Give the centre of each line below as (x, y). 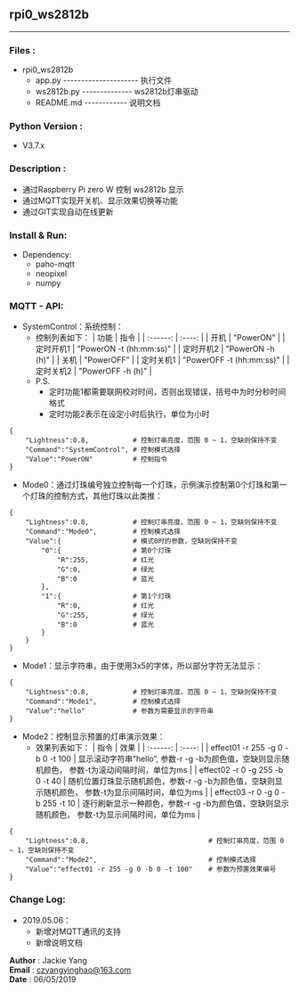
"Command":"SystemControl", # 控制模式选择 (103, 450)
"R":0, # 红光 (105, 606)
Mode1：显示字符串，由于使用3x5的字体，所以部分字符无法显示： (142, 666)
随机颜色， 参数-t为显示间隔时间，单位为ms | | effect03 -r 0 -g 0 (162, 792)
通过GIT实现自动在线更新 (68, 211)
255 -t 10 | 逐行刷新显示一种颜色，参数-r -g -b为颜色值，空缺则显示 (166, 803)
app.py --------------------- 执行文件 (103, 80)
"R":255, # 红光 (105, 561)
